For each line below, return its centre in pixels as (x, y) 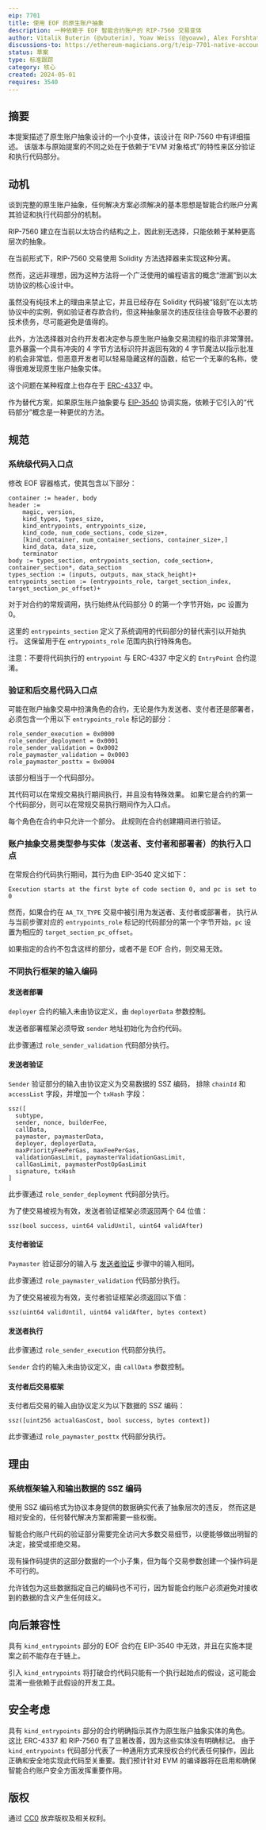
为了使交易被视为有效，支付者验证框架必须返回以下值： (98, 1297)
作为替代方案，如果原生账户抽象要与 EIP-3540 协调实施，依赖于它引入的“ (127, 403)
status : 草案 (28, 52)
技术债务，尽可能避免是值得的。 (60, 322)
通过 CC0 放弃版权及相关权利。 (59, 1818)
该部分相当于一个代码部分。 (53, 778)
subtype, (30, 1116)
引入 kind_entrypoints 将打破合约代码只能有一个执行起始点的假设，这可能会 (132, 1672)
